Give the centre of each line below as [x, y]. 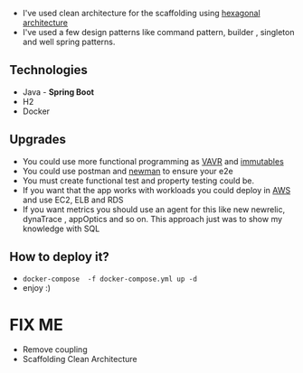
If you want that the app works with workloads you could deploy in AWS [156, 190]
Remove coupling [55, 350]
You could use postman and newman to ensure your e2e [128, 171]
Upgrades [38, 140]
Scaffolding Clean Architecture [80, 359]
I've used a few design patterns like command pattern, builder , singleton [158, 32]
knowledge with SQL [61, 228]
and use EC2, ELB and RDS [73, 200]
